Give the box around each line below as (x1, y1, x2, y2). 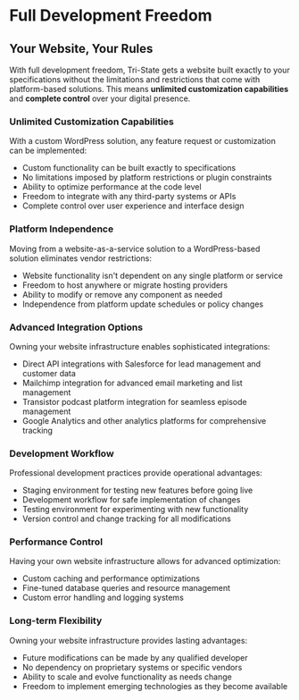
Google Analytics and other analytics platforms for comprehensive (21, 415, 267, 426)
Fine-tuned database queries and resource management (21, 583, 230, 594)
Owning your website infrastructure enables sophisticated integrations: (9, 341, 270, 351)
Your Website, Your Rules (9, 41, 154, 56)
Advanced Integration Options (9, 321, 144, 333)
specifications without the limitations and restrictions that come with (9, 74, 261, 85)
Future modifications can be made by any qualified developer (21, 652, 248, 662)
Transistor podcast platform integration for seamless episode (21, 396, 247, 407)
